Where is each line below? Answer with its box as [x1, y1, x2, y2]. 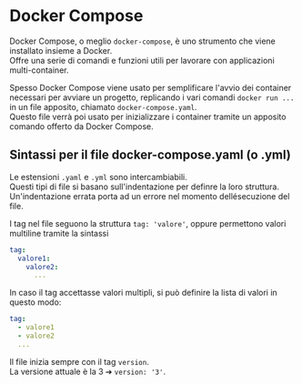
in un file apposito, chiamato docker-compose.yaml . [9, 101, 197, 112]
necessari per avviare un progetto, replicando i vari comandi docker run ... [9, 92, 295, 103]
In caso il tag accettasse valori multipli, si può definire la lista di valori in [9, 288, 277, 298]
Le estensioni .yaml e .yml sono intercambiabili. [9, 171, 188, 182]
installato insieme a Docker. [9, 45, 113, 56]
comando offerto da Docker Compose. [9, 120, 154, 132]
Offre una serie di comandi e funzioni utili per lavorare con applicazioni [9, 55, 275, 66]
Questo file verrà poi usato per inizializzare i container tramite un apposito [9, 111, 287, 122]
